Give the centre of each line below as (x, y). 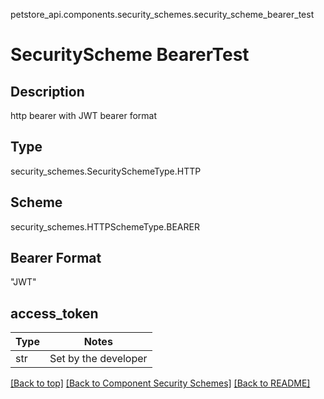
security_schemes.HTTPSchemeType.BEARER (105, 226)
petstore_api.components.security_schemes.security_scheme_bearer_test (162, 14)
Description (47, 91)
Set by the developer (98, 359)
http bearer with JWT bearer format (83, 115)
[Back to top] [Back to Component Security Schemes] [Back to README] (160, 383)
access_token (54, 313)
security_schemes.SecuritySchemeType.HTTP (106, 171)
